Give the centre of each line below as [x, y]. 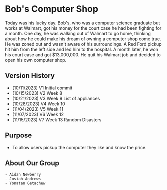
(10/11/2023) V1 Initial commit [42, 88]
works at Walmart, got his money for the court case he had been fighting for [83, 28]
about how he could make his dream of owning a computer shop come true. [83, 39]
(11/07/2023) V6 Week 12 [38, 114]
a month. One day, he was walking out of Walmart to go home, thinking [78, 33]
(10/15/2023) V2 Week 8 [37, 93]
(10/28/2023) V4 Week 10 [39, 104]
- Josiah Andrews [23, 179]
